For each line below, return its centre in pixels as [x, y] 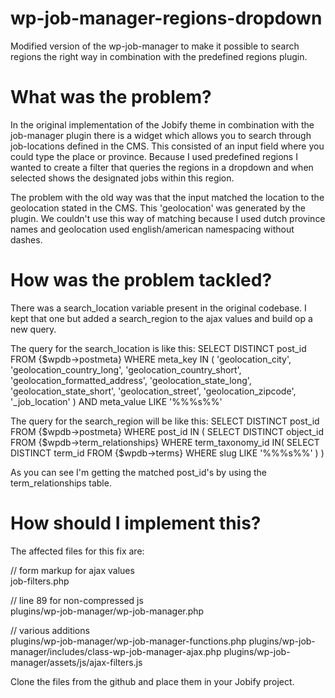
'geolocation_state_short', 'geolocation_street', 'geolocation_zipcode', [153, 391]
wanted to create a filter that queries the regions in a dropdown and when [162, 167]
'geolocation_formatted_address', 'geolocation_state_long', [131, 380]
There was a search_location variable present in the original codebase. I [158, 308]
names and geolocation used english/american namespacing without [152, 229]
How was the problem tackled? [141, 280]
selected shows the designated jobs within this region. [122, 178]
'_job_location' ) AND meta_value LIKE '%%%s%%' [116, 401]
